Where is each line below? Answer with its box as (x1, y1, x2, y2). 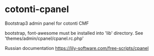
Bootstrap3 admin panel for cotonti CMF (5, 20, 89, 26)
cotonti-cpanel (5, 4, 69, 15)
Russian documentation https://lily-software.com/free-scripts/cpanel (5, 45, 149, 51)
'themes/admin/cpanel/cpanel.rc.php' (5, 35, 84, 41)
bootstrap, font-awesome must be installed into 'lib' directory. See (5, 30, 143, 36)
